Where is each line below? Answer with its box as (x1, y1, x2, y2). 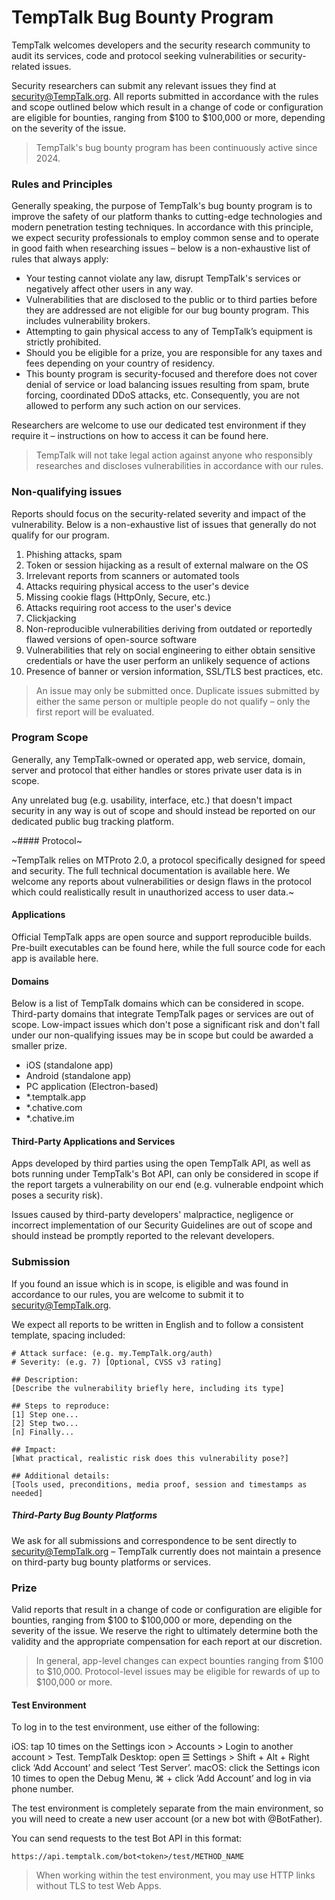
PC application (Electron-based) (25, 1081, 159, 1093)
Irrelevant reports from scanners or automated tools (25, 569, 240, 581)
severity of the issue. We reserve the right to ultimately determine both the (11, 1625, 319, 1636)
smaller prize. (11, 1040, 68, 1052)
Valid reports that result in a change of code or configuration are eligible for (11, 1604, 323, 1615)
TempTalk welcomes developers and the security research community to (11, 39, 311, 51)
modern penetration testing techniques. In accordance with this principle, (11, 221, 314, 233)
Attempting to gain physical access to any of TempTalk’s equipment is (25, 326, 313, 338)
